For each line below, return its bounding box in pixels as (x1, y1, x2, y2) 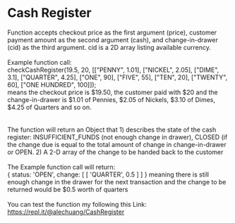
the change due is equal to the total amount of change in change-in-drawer (7, 140, 227, 148)
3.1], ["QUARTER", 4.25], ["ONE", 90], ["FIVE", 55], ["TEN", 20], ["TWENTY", (7, 72, 228, 82)
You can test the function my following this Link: (7, 200, 147, 208)
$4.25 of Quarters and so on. (7, 103, 92, 111)
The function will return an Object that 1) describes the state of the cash (7, 125, 217, 134)
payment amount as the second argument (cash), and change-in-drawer (7, 35, 219, 44)
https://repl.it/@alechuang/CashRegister (7, 208, 125, 216)
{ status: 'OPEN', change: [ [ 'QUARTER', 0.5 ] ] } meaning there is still (7, 170, 210, 179)
